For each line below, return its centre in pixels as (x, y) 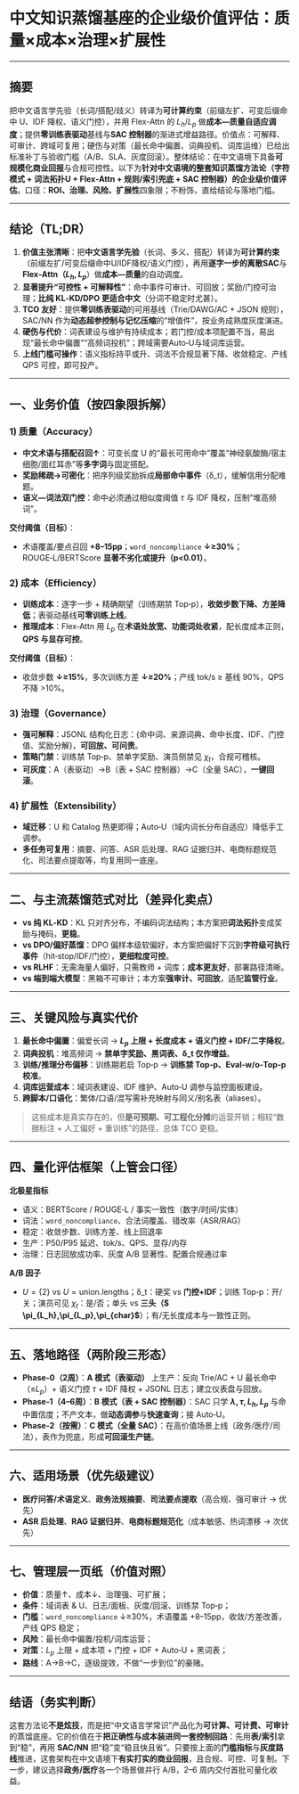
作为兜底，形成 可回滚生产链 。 (104, 1437)
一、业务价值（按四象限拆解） (91, 404)
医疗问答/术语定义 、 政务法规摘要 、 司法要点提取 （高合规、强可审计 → (149, 1499)
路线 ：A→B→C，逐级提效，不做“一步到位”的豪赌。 (115, 1663)
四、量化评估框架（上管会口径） (97, 1167)
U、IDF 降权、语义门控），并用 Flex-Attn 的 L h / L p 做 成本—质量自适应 (144, 123)
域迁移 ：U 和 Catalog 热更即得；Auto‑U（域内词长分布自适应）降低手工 (153, 827)
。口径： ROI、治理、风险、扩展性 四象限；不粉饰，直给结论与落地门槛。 (149, 190)
